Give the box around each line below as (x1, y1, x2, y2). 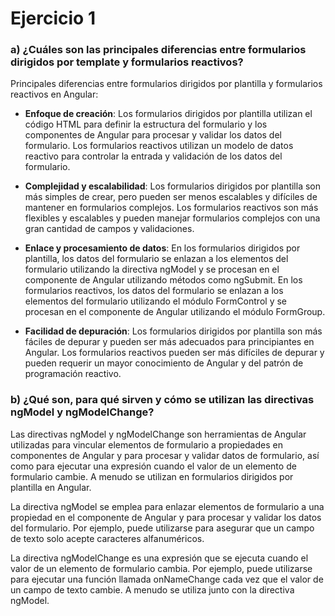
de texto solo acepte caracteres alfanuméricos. (10, 532, 205, 544)
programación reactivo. (24, 368, 122, 380)
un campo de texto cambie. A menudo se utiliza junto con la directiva (10, 583, 295, 596)
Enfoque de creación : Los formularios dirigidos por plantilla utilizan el (24, 108, 313, 120)
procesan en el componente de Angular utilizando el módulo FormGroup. (24, 306, 326, 318)
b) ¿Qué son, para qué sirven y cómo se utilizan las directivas (10, 393, 315, 407)
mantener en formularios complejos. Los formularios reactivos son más (24, 202, 319, 214)
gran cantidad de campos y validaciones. (24, 223, 195, 235)
